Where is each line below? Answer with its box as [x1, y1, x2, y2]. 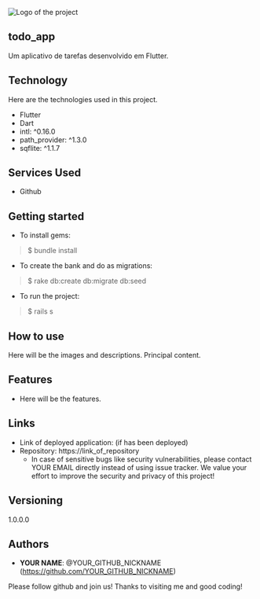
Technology [8, 74, 68, 87]
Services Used [8, 166, 81, 180]
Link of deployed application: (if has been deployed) [19, 437, 189, 447]
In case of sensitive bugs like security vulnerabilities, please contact [31, 454, 252, 464]
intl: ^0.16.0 [19, 127, 56, 136]
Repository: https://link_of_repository [19, 446, 140, 455]
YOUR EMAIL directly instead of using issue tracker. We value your [31, 462, 247, 472]
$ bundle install [27, 246, 78, 255]
